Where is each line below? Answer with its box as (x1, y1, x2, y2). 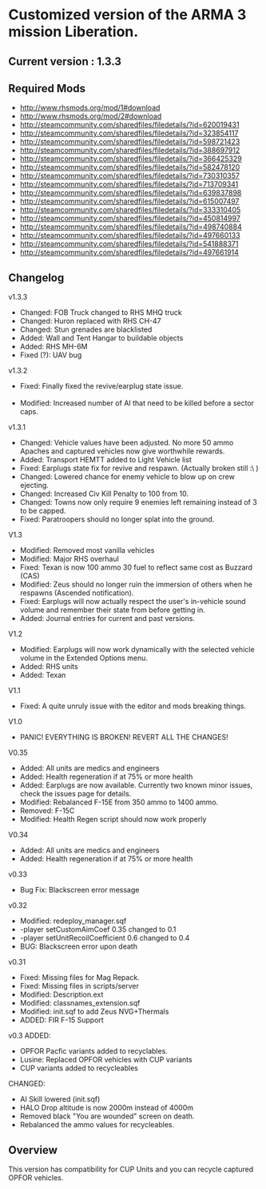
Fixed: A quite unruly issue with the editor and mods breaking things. (19, 701, 246, 711)
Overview (8, 1143, 58, 1157)
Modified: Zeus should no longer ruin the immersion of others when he (19, 579, 253, 590)
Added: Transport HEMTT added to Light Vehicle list (19, 455, 192, 465)
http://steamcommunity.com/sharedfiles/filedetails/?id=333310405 (19, 205, 241, 215)
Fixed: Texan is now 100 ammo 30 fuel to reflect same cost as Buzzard (19, 562, 253, 572)
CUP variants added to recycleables (19, 1063, 138, 1073)
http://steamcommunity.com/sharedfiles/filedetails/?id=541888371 (19, 239, 239, 249)
